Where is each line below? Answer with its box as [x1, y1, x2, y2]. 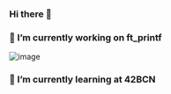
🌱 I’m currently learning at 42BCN [9, 74, 156, 86]
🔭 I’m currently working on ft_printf [9, 31, 162, 43]
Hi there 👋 [9, 8, 53, 20]
